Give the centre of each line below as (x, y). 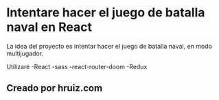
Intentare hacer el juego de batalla (106, 13)
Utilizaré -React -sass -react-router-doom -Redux (77, 66)
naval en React (49, 27)
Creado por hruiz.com (55, 88)
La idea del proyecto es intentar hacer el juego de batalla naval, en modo (109, 46)
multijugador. (25, 53)
